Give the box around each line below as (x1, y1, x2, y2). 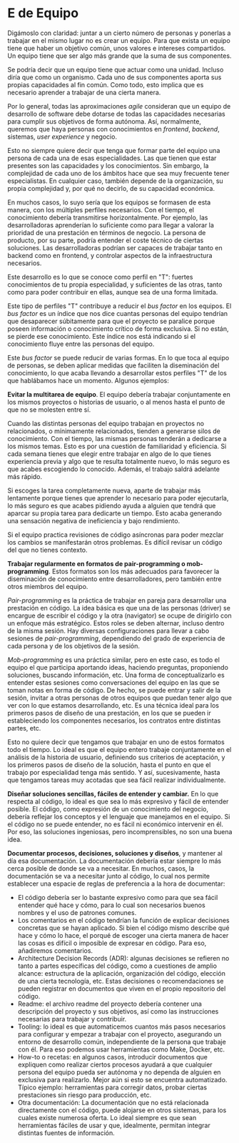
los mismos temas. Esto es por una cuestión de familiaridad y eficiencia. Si (7, 442, 227, 450)
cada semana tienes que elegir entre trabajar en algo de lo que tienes (7, 449, 212, 458)
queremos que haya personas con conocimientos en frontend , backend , (7, 124, 220, 133)
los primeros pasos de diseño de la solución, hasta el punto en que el (7, 760, 211, 769)
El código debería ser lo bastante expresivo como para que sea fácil (17, 893, 218, 901)
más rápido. (7, 472, 43, 480)
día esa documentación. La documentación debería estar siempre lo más (7, 856, 222, 865)
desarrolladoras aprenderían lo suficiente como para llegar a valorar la (7, 220, 214, 229)
